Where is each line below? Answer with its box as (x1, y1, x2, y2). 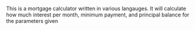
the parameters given (6, 18, 58, 24)
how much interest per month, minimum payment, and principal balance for (6, 11, 190, 18)
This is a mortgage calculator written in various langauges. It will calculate (6, 5, 186, 12)
